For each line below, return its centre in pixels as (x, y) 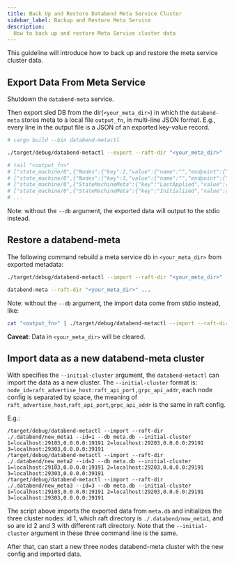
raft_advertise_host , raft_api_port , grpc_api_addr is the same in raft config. (117, 405)
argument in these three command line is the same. (104, 533)
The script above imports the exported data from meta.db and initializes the (115, 511)
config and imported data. (45, 554)
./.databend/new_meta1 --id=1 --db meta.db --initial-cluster (99, 437)
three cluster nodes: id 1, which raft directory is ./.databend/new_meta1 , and (116, 518)
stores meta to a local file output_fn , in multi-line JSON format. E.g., (118, 120)
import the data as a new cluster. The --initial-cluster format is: (102, 382)
